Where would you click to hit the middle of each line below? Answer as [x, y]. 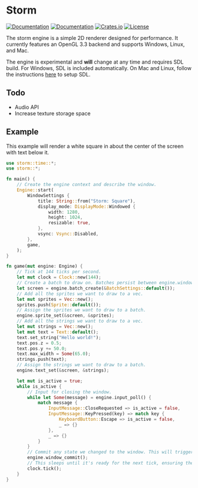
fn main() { [21, 179]
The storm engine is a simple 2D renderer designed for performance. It [92, 38]
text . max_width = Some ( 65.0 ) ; [54, 354]
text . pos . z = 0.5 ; [39, 343]
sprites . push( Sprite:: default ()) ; [59, 305]
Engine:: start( [35, 190]
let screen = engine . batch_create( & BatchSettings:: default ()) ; [96, 288]
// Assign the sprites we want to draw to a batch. [81, 310]
